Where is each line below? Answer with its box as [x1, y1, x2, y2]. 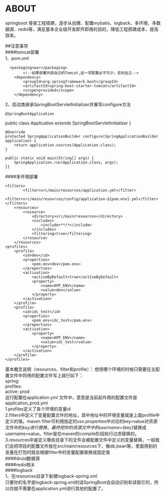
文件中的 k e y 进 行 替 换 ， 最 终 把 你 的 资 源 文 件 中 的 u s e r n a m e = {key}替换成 [5, 424, 147, 430]
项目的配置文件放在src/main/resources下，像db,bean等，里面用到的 [18, 443, 158, 449]
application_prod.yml [5, 400, 48, 406]
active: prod [5, 388, 30, 394]
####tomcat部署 [5, 49, 40, 55]
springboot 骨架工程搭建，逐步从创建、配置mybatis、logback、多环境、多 [5, 20, 157, 26]
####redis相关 [5, 461, 36, 467]
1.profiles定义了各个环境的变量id [5, 406, 71, 412]
